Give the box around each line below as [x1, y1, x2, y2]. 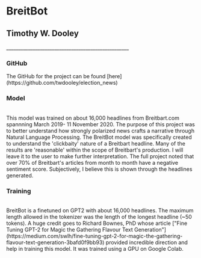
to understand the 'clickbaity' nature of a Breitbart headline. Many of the [6, 140, 185, 147]
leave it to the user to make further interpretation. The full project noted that [6, 152, 194, 160]
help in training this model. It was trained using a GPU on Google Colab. [6, 245, 184, 252]
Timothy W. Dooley [6, 28, 79, 38]
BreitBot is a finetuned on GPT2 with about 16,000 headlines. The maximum [6, 206, 194, 214]
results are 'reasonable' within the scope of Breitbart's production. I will [6, 146, 184, 153]
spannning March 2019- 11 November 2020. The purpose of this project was [6, 120, 196, 127]
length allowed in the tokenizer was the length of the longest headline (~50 [6, 213, 193, 220]
